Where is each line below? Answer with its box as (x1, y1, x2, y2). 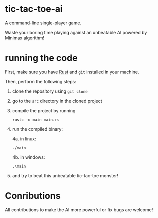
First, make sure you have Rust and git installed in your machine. (5, 69, 139, 75)
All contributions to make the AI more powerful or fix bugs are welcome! (5, 206, 153, 213)
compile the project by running (12, 107, 76, 113)
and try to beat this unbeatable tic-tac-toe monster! (12, 172, 119, 178)
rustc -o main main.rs (12, 117, 60, 122)
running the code (5, 52, 78, 64)
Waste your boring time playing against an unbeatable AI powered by (5, 29, 147, 35)
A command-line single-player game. (5, 20, 81, 26)
